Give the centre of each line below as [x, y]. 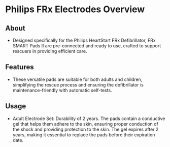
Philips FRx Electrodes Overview [75, 9]
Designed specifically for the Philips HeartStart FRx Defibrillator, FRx [84, 40]
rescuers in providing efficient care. [50, 51]
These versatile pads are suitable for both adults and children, [77, 79]
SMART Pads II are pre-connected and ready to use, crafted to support [87, 46]
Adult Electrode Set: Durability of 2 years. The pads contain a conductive [89, 119]
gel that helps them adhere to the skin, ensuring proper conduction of [85, 124]
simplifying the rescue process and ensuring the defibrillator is [78, 84]
